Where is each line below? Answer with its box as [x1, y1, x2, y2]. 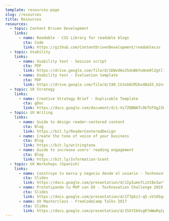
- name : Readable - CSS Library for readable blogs [18, 36, 129, 41]
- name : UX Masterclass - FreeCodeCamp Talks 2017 [18, 199, 127, 204]
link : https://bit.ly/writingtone [23, 143, 96, 148]
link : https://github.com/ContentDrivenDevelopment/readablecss [23, 45, 161, 50]
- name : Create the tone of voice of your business [18, 134, 129, 139]
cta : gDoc [23, 101, 44, 106]
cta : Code [23, 40, 44, 45]
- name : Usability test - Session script [18, 59, 107, 64]
